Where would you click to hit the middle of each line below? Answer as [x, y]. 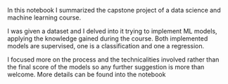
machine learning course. [44, 17]
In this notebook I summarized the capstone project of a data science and [114, 10]
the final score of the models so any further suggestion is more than [106, 67]
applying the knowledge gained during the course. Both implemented [108, 38]
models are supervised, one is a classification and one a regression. [106, 46]
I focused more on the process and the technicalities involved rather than [113, 59]
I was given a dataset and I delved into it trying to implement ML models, [112, 31]
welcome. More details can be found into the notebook [87, 74]
